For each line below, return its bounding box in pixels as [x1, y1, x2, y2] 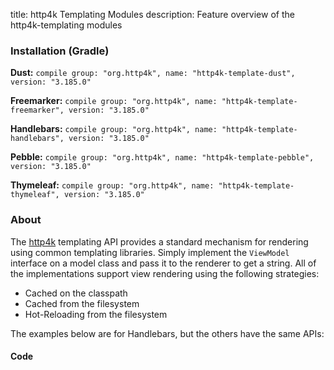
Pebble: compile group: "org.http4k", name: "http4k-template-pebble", [10, 151, 315, 163]
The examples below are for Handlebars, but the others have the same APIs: [10, 327, 325, 339]
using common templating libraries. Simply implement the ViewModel [10, 246, 290, 258]
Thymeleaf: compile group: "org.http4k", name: [10, 179, 215, 191]
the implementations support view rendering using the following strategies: [10, 267, 320, 279]
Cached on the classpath [24, 287, 128, 299]
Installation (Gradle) [10, 44, 110, 58]
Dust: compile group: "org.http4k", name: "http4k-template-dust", [10, 67, 296, 79]
